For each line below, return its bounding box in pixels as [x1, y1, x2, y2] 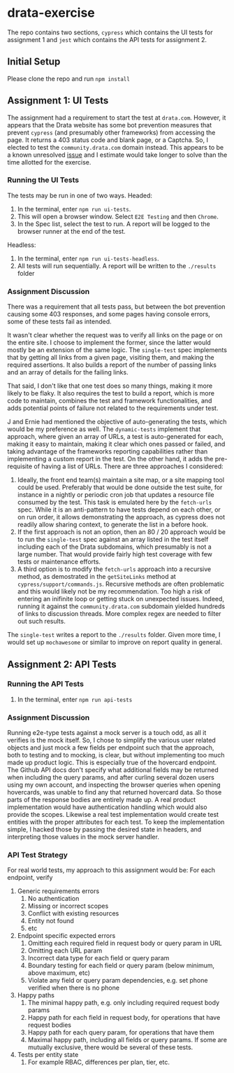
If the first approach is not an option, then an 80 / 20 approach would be [17, 528, 226, 536]
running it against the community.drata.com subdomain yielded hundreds [17, 602, 226, 610]
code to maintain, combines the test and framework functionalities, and [7, 397, 212, 405]
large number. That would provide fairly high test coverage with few [17, 550, 213, 559]
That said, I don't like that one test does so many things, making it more [7, 381, 213, 390]
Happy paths [17, 991, 54, 1000]
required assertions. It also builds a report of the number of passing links [7, 360, 217, 369]
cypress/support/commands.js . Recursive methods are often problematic [17, 580, 225, 589]
